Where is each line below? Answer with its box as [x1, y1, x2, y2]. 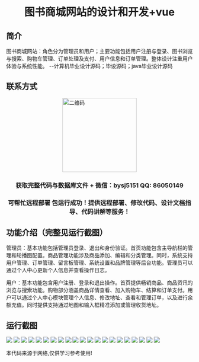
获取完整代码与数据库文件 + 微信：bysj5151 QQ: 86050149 [15, 181, 184, 190]
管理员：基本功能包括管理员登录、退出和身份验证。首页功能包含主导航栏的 [6, 244, 188, 252]
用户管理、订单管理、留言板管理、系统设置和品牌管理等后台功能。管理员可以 [6, 259, 193, 267]
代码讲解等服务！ [81, 207, 130, 216]
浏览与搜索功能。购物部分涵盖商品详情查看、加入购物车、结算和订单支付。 [6, 287, 188, 294]
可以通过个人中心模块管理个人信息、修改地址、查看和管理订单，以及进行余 [11, 294, 193, 301]
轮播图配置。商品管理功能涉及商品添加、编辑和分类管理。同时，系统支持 [16, 252, 193, 259]
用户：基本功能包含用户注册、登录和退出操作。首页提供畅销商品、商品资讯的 [6, 279, 193, 286]
